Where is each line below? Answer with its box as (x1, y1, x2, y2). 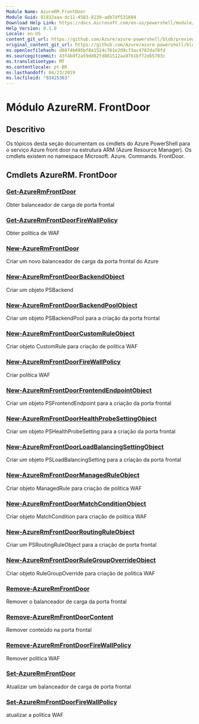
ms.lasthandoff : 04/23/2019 (6, 70, 76, 75)
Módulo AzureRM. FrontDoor (6, 100, 150, 114)
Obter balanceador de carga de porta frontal (6, 201, 114, 208)
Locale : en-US (6, 31, 41, 37)
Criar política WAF (6, 371, 50, 378)
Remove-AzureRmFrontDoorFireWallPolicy (6, 641, 131, 650)
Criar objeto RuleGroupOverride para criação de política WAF (6, 569, 156, 577)
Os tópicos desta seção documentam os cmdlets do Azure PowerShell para (6, 140, 191, 147)
